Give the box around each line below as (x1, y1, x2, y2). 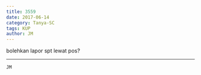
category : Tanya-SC (6, 20, 55, 26)
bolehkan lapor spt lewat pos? (6, 47, 81, 54)
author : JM (6, 31, 33, 37)
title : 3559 (6, 8, 36, 15)
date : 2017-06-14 (6, 14, 50, 20)
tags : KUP (6, 25, 31, 32)
